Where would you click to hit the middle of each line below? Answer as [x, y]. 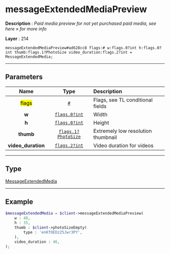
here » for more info [26, 28]
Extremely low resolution [123, 131]
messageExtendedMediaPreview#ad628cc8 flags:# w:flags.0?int [71, 48]
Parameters [24, 77]
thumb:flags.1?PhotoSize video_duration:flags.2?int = [73, 52]
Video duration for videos [123, 146]
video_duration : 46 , [37, 242]
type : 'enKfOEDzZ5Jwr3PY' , [53, 232]
